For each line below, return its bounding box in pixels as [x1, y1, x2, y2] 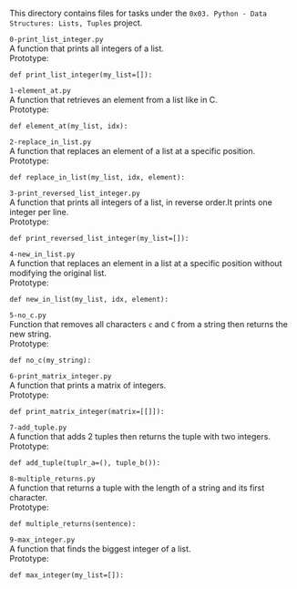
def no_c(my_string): [9, 356, 92, 365]
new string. [9, 328, 52, 339]
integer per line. [9, 207, 69, 217]
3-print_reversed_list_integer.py [9, 189, 141, 198]
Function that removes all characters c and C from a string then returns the [9, 319, 289, 329]
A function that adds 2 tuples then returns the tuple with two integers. [9, 431, 271, 441]
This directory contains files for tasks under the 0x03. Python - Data [9, 8, 267, 18]
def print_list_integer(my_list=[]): [9, 70, 153, 79]
